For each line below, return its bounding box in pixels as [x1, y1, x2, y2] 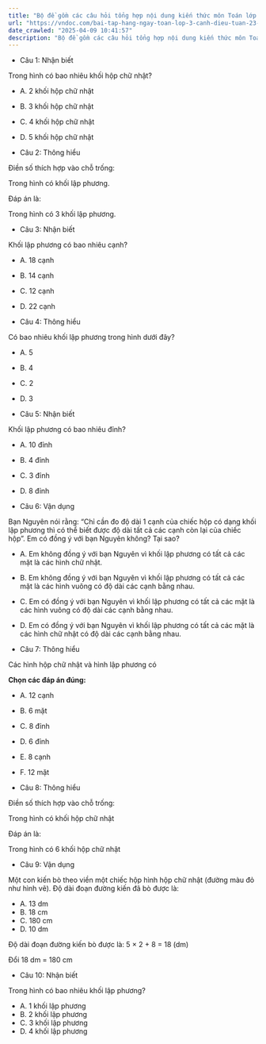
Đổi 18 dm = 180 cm [8, 955, 73, 965]
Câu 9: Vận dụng [19, 860, 75, 869]
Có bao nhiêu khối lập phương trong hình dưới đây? [8, 333, 176, 342]
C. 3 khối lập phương [19, 1018, 89, 1028]
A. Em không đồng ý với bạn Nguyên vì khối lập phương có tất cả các [19, 549, 245, 559]
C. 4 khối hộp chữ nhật [19, 117, 95, 127]
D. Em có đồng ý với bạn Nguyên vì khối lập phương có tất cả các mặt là [19, 621, 255, 630]
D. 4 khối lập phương [19, 1027, 88, 1036]
